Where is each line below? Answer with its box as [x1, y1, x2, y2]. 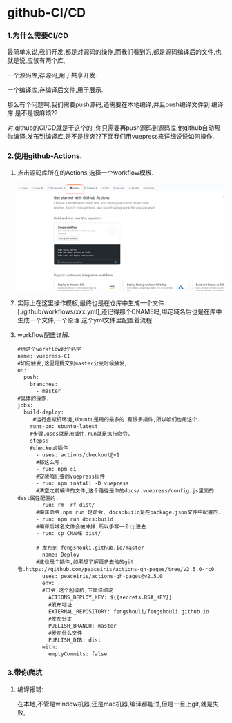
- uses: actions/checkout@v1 [35, 452, 120, 459]
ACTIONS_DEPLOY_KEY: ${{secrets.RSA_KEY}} [48, 594, 173, 601]
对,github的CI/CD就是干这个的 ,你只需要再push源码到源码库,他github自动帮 [7, 124, 221, 132]
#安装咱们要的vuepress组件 [35, 473, 106, 481]
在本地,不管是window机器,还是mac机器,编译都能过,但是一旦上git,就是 [17, 700, 213, 708]
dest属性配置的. [17, 495, 59, 502]
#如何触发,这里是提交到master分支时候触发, [17, 360, 128, 367]
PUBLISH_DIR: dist [48, 637, 101, 644]
